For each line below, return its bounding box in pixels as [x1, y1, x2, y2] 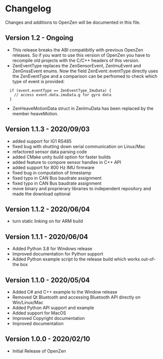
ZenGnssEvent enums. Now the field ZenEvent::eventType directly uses [12, 68, 158, 74]
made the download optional [12, 191, 71, 197]
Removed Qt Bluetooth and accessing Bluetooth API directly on [12, 294, 141, 300]
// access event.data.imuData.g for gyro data [14, 92, 112, 97]
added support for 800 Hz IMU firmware [12, 164, 95, 170]
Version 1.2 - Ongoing [5, 34, 74, 42]
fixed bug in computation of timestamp [12, 169, 91, 176]
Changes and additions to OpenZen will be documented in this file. [5, 19, 141, 25]
